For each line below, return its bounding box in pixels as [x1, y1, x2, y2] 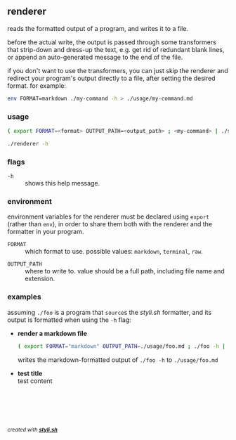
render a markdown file [17, 329, 88, 337]
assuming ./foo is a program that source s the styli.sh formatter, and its [7, 308, 212, 316]
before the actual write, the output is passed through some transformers [7, 38, 216, 46]
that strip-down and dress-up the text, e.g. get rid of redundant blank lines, [7, 45, 225, 53]
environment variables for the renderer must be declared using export [7, 212, 209, 221]
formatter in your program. [7, 228, 84, 236]
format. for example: [7, 81, 67, 90]
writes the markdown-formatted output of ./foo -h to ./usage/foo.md [17, 355, 218, 364]
